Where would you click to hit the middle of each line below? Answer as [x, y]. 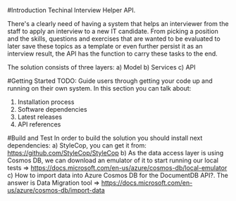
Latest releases [39, 117]
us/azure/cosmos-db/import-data [56, 190]
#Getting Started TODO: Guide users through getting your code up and [110, 81]
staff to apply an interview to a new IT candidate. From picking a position [113, 31]
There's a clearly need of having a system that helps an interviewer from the [118, 24]
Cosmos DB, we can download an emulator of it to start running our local [113, 160]
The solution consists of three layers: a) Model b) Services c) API [101, 67]
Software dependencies [52, 109]
